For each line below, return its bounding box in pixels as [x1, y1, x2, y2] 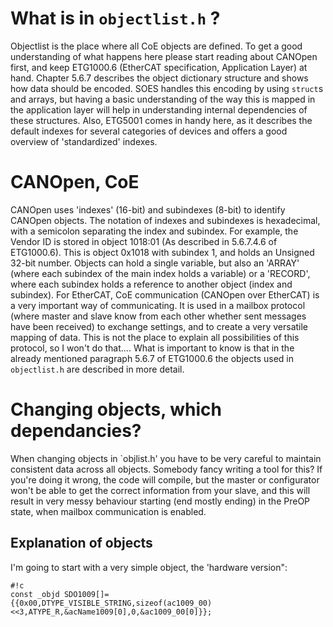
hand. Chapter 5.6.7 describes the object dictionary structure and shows [10, 72, 309, 84]
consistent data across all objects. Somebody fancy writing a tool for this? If [10, 463, 323, 475]
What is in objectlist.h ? [10, 7, 221, 30]
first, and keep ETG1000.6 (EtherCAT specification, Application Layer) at [10, 61, 308, 73]
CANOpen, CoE [10, 171, 140, 194]
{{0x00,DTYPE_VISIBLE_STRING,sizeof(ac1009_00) [10, 598, 213, 608]
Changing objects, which [10, 398, 223, 421]
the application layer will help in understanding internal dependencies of [10, 103, 308, 116]
